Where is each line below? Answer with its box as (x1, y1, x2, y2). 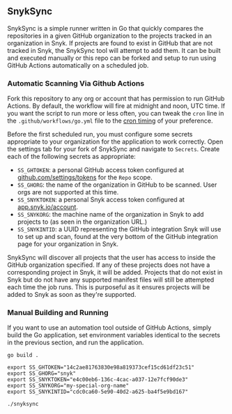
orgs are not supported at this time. (17, 188, 119, 197)
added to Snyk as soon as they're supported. (7, 291, 137, 299)
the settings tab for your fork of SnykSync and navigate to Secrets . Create (7, 145, 220, 153)
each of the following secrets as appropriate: (7, 153, 136, 161)
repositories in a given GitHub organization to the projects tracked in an (7, 31, 212, 40)
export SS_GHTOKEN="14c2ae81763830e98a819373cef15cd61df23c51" (7, 364, 195, 371)
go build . (7, 352, 39, 359)
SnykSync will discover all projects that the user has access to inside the (7, 254, 216, 262)
